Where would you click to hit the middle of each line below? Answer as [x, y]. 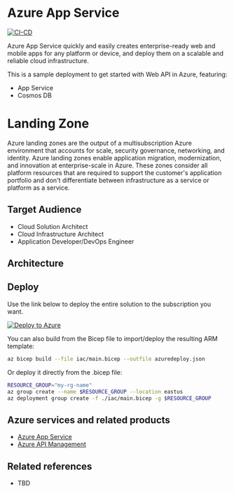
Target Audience [44, 210]
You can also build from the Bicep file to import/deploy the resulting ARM [113, 338]
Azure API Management [51, 444]
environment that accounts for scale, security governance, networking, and [116, 150]
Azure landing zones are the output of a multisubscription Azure [100, 143]
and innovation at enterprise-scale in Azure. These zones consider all [108, 165]
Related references [50, 466]
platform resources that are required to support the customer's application [115, 172]
